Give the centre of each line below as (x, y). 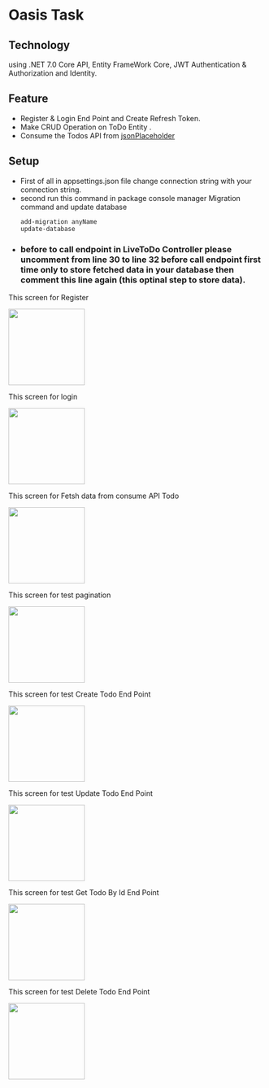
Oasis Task (46, 15)
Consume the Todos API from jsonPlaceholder (98, 135)
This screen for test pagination (60, 595)
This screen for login (43, 396)
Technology (39, 45)
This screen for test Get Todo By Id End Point (84, 892)
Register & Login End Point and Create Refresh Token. (110, 118)
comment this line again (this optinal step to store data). (133, 280)
